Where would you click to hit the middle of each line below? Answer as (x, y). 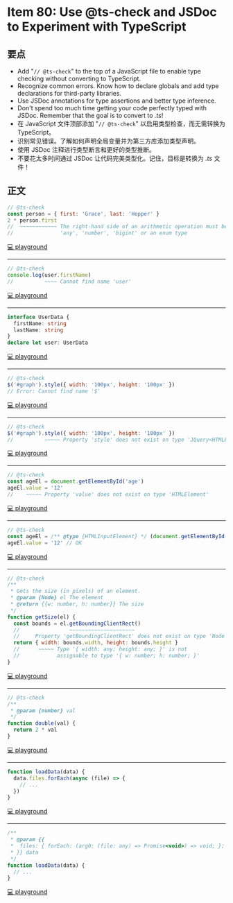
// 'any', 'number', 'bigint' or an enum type (97, 233)
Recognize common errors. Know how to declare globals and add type (118, 86)
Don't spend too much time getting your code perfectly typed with (112, 108)
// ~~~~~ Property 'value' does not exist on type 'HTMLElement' (108, 495)
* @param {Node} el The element (57, 598)
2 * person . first (32, 220)
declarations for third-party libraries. (69, 93)
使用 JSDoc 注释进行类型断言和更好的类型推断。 (86, 149)
